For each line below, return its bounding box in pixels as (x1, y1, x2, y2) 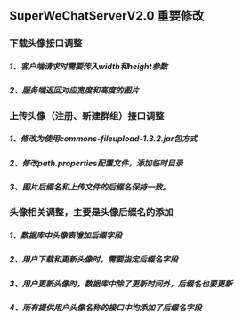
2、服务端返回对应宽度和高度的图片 (9, 85, 140, 96)
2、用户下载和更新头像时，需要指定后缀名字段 (9, 254, 178, 265)
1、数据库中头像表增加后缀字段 (9, 229, 123, 240)
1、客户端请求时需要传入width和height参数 (9, 60, 168, 71)
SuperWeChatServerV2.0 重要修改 (9, 8, 205, 24)
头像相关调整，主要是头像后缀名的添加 (9, 206, 174, 219)
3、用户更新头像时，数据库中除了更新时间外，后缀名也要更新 (9, 278, 233, 289)
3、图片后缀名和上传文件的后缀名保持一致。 (9, 181, 171, 192)
